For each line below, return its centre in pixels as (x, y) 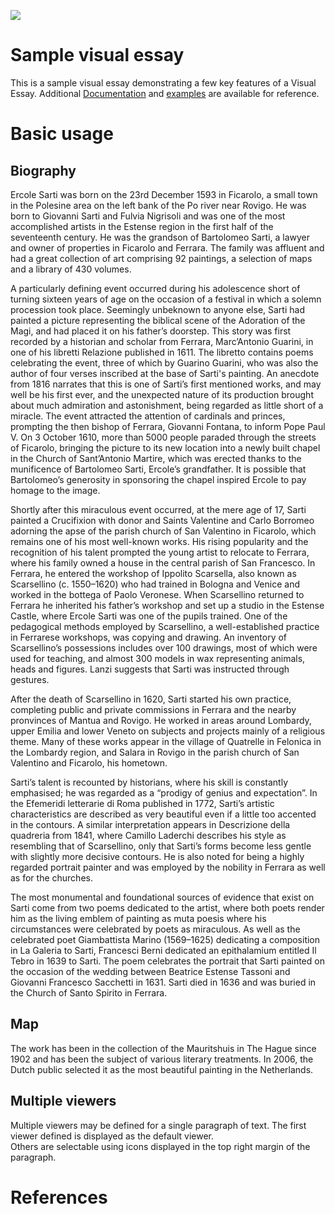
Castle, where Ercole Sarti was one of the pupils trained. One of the (149, 616)
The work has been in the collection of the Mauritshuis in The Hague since (163, 1048)
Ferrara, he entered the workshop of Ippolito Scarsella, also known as (153, 573)
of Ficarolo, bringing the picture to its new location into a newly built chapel (165, 447)
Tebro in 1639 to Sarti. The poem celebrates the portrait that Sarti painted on (167, 961)
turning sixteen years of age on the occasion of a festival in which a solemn (166, 299)
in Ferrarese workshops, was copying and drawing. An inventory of (149, 637)
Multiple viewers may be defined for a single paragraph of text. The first (158, 1125)
